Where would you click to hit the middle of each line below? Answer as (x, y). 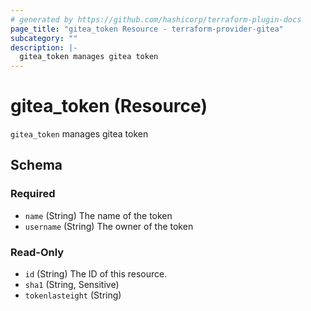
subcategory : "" (44, 38)
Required (33, 194)
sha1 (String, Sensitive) (72, 285)
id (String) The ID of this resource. (96, 274)
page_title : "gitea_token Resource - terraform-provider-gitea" (147, 29)
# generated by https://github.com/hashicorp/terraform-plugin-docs (156, 19)
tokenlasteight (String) (73, 295)
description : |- (44, 47)
